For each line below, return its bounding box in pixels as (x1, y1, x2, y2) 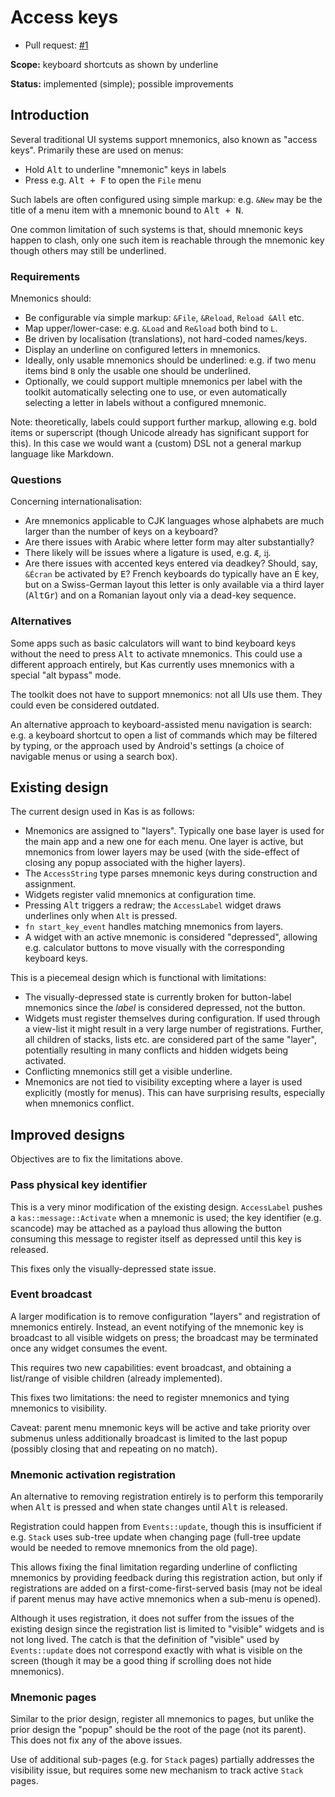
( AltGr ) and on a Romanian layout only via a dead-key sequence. (24, 589, 297, 601)
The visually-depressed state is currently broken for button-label (24, 991, 292, 1003)
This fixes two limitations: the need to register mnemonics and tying (10, 1391, 290, 1403)
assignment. (24, 878, 76, 890)
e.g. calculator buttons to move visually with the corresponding (24, 942, 285, 954)
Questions (10, 472, 62, 486)
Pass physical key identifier (10, 1178, 148, 1192)
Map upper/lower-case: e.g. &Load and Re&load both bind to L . (24, 322, 278, 335)
